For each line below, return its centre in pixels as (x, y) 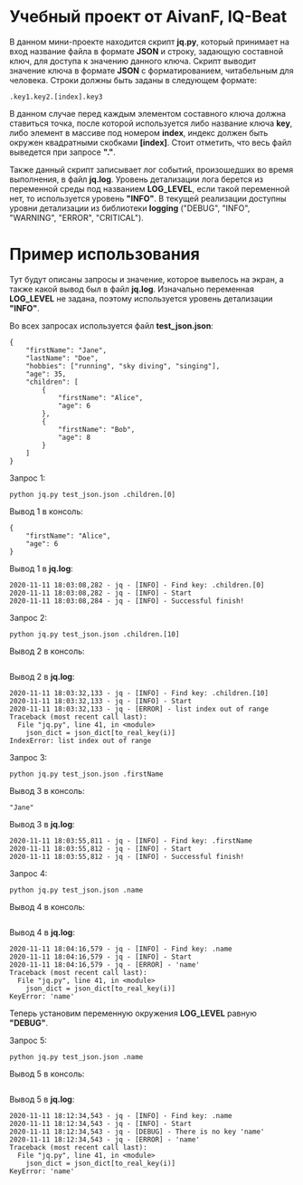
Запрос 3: (28, 757)
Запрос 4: (28, 873)
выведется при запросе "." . (62, 152)
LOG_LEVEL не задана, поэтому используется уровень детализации (141, 298)
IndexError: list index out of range (80, 741)
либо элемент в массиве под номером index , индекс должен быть (139, 132)
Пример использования (105, 254)
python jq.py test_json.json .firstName (87, 774)
